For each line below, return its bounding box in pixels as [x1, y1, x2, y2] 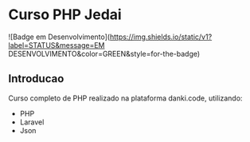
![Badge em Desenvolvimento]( [8, 32, 110, 41]
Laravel [19, 117, 45, 127]
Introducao [8, 72, 64, 85]
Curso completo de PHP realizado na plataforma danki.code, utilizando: [8, 93, 243, 103]
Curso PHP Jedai [8, 6, 122, 24]
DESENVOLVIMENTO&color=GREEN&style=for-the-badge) [8, 49, 201, 58]
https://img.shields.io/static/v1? [109, 32, 213, 41]
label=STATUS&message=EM [8, 40, 105, 49]
